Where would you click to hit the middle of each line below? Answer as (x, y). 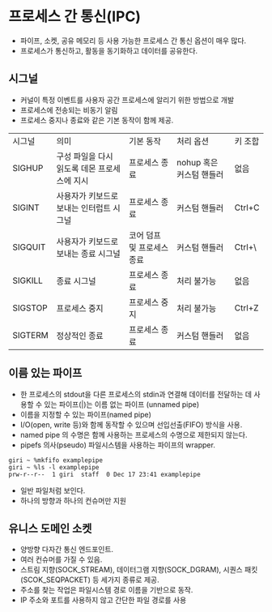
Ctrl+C (247, 208)
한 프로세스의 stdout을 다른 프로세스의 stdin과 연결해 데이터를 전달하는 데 (136, 394)
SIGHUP (28, 168)
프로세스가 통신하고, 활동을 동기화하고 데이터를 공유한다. (109, 50)
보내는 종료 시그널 (89, 254)
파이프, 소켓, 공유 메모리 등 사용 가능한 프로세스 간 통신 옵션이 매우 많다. (133, 41)
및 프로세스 (149, 247)
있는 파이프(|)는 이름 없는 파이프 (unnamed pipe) (122, 404)
